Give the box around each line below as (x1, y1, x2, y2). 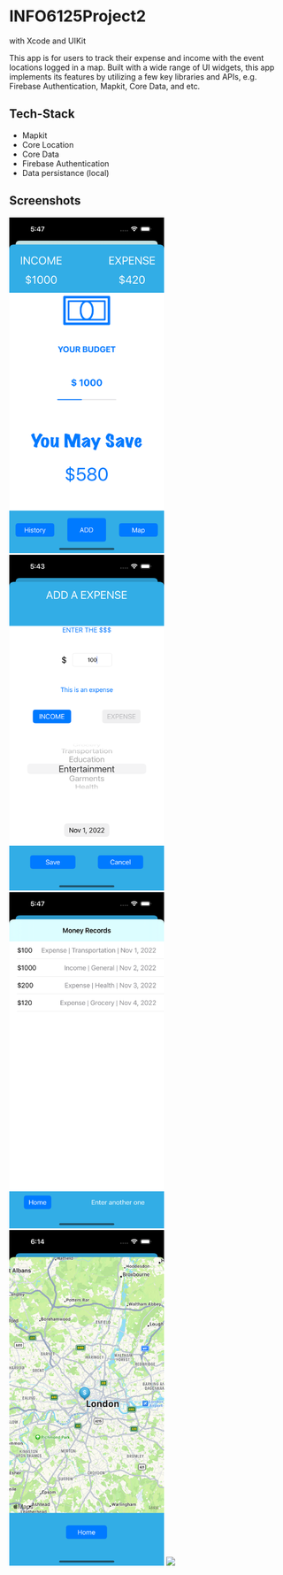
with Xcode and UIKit (9, 35, 87, 46)
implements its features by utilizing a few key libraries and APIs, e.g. (9, 71, 257, 81)
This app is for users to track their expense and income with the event (9, 52, 264, 63)
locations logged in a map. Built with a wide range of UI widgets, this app (9, 62, 275, 73)
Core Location (21, 139, 74, 150)
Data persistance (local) (21, 167, 110, 178)
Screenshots (9, 193, 81, 209)
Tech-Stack (9, 106, 75, 121)
